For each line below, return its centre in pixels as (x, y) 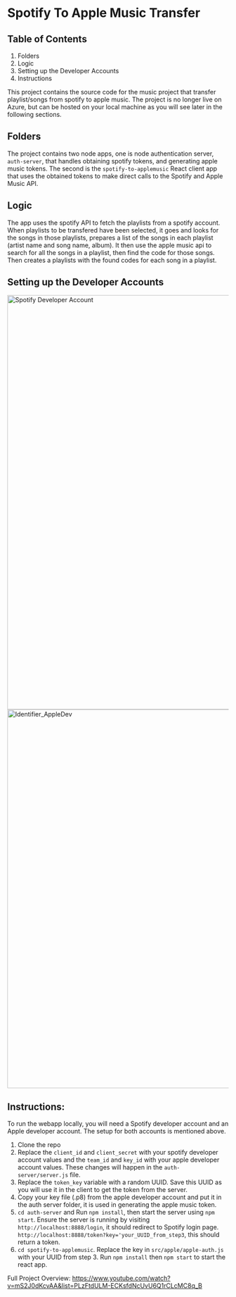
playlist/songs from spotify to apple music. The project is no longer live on (114, 99)
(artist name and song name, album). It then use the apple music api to (110, 245)
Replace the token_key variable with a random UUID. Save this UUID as (120, 1182)
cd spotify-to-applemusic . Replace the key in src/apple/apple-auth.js (120, 1250)
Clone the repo (39, 1145)
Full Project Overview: (39, 1278)
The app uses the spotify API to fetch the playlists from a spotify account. (114, 223)
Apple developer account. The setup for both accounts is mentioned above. (117, 1131)
